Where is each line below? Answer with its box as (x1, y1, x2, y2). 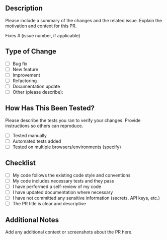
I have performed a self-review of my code (12, 184, 102, 190)
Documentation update (12, 83, 60, 89)
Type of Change (5, 47, 56, 56)
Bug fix (12, 61, 28, 67)
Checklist (5, 159, 36, 167)
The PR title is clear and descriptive (12, 201, 87, 207)
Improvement (12, 72, 40, 78)
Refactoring (12, 78, 37, 84)
